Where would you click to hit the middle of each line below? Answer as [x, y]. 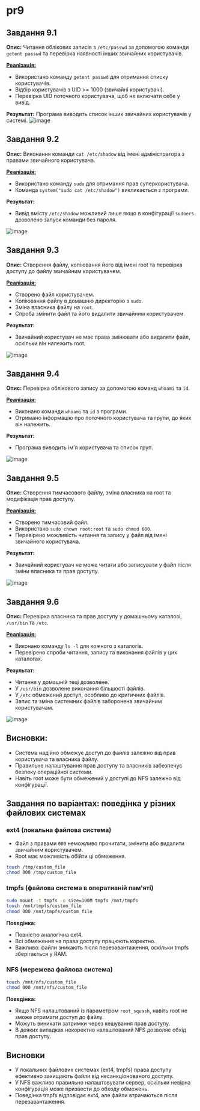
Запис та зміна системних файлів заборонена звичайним [88, 701]
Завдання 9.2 [33, 139]
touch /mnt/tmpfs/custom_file [44, 906]
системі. [17, 120]
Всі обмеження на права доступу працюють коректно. [85, 941]
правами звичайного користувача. [51, 160]
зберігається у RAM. [41, 954]
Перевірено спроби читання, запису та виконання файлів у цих [96, 653]
